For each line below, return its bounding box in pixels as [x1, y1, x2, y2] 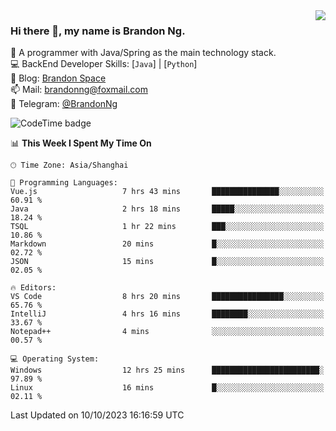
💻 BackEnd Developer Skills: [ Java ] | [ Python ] [10, 58, 198, 70]
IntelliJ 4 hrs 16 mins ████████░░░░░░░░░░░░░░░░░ [10, 309, 325, 319]
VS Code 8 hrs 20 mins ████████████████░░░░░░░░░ [10, 292, 325, 302]
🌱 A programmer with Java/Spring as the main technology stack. [10, 47, 277, 59]
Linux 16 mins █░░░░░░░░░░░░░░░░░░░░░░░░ [10, 383, 325, 393]
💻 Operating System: [10, 354, 100, 364]
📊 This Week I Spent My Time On [10, 137, 152, 149]
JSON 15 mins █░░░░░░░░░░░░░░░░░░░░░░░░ [10, 257, 325, 267]
